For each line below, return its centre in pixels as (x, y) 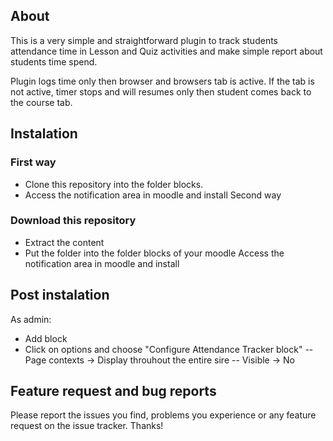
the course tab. (41, 102)
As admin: (31, 319)
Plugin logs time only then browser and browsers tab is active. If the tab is (162, 81)
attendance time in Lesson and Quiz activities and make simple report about (166, 51)
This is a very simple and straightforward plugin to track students (144, 40)
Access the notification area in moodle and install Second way (153, 195)
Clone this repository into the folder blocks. (114, 184)
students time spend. (54, 61)
